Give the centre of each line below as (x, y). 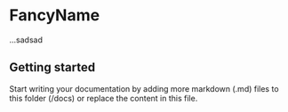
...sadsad (26, 40)
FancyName (55, 15)
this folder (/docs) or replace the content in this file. (104, 98)
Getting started (52, 67)
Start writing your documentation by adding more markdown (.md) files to (144, 88)
